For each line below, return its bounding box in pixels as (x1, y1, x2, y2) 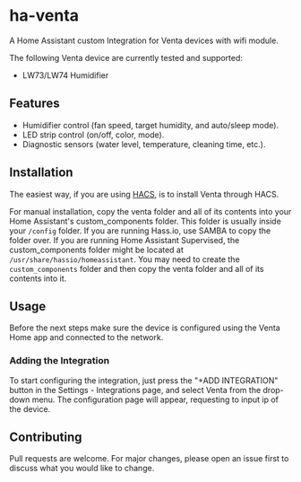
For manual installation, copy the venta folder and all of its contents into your (9, 206, 292, 216)
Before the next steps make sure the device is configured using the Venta (9, 322, 280, 333)
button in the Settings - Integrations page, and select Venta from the (9, 384, 262, 395)
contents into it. (9, 273, 67, 284)
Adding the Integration (9, 355, 110, 367)
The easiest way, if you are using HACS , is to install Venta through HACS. (9, 188, 279, 199)
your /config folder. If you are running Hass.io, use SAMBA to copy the (9, 225, 271, 236)
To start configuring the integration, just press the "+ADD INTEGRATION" (9, 374, 279, 386)
